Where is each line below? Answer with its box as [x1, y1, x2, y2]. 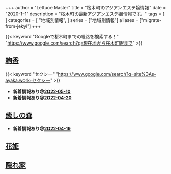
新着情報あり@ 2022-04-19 [12, 125, 71, 132]
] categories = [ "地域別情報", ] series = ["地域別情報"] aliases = [5, 17, 139, 23]
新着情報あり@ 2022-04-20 [12, 94, 72, 101]
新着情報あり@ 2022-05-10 [12, 88, 71, 94]
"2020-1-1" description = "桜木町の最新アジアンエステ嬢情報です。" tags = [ [5, 11, 165, 17]
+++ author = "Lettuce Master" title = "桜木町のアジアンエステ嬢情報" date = [5, 5, 166, 10]
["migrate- [139, 17, 162, 23]
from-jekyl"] [5, 23, 31, 29]
